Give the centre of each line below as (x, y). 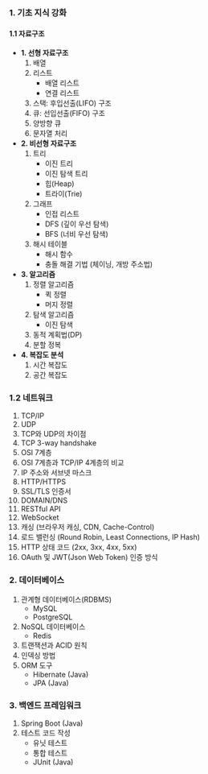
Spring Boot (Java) (52, 723)
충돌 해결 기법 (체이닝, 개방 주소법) (99, 264)
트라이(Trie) (63, 194)
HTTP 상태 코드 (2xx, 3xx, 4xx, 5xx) (79, 547)
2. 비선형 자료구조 (49, 143)
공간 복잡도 (50, 375)
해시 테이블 (50, 244)
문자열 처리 (50, 134)
